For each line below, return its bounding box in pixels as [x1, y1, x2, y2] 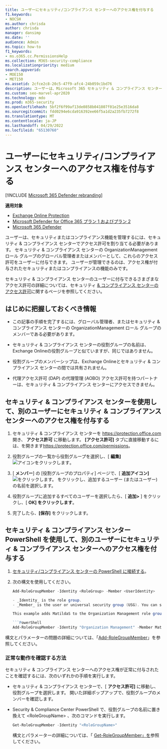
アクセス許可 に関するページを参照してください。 [5, 288, 105, 294]
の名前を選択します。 [12, 483, 56, 489]
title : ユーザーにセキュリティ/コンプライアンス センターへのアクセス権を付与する [5, 7, 154, 12]
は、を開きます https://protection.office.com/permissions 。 [12, 443, 133, 449]
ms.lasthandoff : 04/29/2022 [5, 123, 64, 128]
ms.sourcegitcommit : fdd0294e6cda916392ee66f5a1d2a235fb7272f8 [5, 109, 139, 115]
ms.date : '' [5, 35, 30, 40]
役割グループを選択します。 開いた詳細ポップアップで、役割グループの [12, 690, 157, 696]
